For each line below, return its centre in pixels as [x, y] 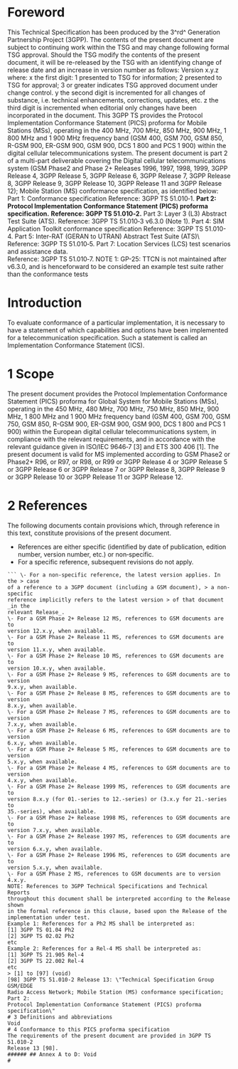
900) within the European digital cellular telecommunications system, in [112, 431]
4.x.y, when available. [43, 780]
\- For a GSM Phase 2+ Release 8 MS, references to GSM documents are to [119, 693]
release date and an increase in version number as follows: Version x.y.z [113, 70]
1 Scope [31, 374]
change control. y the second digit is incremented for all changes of [107, 93]
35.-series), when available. [52, 811]
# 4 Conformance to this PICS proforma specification [89, 1029]
